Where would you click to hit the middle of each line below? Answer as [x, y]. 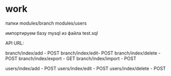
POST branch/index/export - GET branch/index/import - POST [71, 58]
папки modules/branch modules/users [46, 23]
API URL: [15, 43]
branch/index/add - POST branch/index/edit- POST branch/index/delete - [83, 53]
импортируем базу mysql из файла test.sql [52, 33]
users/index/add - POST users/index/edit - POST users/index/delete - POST [86, 68]
